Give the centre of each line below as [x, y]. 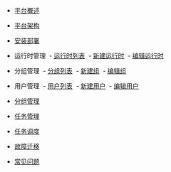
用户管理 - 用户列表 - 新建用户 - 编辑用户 [76, 86]
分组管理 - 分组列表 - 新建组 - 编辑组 [70, 71]
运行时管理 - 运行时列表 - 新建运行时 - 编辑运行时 [89, 56]
